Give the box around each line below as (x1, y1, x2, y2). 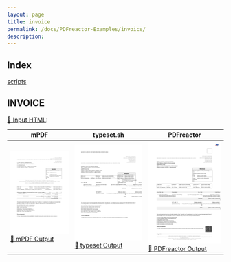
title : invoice (7, 18, 51, 25)
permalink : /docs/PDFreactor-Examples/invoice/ (7, 25, 146, 32)
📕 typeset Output (74, 241, 123, 250)
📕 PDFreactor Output (148, 245, 208, 253)
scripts (7, 78, 27, 86)
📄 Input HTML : (7, 116, 48, 124)
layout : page (7, 11, 45, 18)
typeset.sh (92, 131, 124, 139)
